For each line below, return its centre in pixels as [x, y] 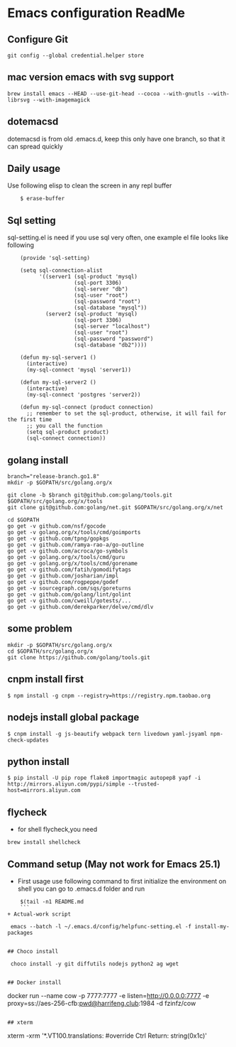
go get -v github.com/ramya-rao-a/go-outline [75, 545]
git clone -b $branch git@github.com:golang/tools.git [90, 495]
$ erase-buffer [43, 199]
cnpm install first [45, 679]
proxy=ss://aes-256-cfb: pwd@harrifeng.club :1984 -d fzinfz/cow [102, 1003]
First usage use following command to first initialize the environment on [122, 881]
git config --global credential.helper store [75, 55]
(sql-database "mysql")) [111, 308]
